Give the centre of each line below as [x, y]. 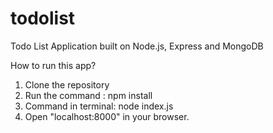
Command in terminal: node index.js [99, 106]
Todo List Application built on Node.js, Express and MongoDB [137, 46]
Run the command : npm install [88, 95]
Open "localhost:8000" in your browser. [107, 116]
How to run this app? [53, 65]
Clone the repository [67, 84]
